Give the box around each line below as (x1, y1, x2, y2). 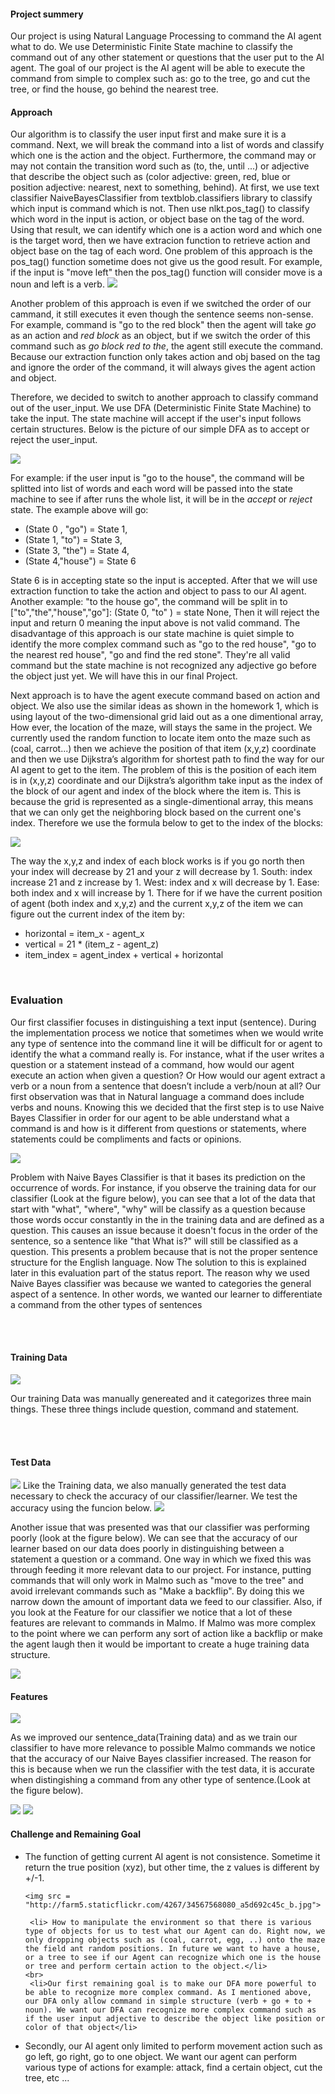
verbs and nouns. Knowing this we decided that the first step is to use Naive (10, 1101, 325, 1113)
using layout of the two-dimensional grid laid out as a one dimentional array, (10, 711, 324, 723)
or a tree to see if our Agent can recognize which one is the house (24, 1952, 322, 1962)
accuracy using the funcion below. (10, 1502, 153, 1514)
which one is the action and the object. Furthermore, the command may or (10, 150, 317, 162)
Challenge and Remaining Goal (10, 1828, 141, 1840)
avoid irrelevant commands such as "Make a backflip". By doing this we (10, 1585, 305, 1597)
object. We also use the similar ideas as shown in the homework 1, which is (10, 700, 319, 712)
